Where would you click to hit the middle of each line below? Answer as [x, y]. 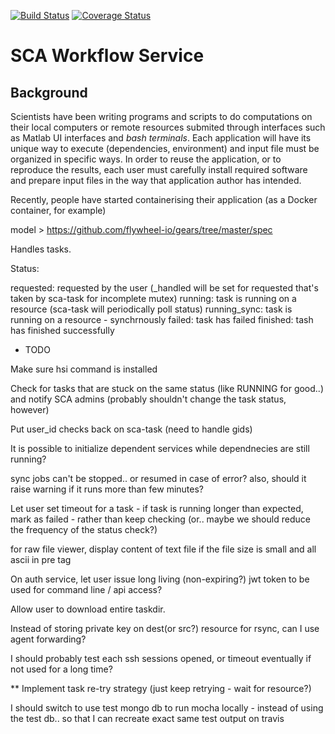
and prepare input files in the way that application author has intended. [156, 180]
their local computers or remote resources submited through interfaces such [168, 127]
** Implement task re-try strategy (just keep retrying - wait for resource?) [161, 688]
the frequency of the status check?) [84, 529]
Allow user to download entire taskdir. [88, 609]
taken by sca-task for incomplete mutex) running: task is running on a [153, 298]
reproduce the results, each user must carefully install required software [159, 169]
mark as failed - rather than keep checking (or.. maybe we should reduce [160, 519]
